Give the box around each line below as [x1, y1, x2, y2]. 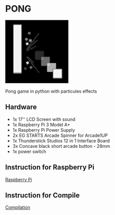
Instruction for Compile [5, 191, 80, 199]
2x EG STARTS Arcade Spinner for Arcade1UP [12, 132, 108, 138]
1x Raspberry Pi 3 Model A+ [12, 122, 71, 128]
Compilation [5, 204, 30, 210]
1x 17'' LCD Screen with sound [12, 116, 76, 122]
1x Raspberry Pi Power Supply [12, 127, 75, 133]
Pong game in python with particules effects [5, 88, 97, 94]
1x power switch [12, 148, 46, 154]
